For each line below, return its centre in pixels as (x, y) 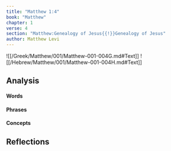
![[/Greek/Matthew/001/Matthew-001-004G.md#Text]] (73, 56)
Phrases (17, 110)
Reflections (28, 142)
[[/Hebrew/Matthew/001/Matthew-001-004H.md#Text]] (74, 62)
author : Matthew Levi (33, 39)
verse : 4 (17, 28)
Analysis (23, 81)
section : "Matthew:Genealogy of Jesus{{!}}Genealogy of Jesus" (86, 34)
